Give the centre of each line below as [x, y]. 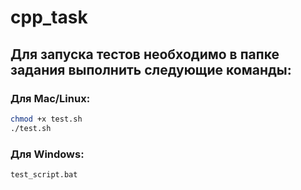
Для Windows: [47, 154]
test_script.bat [44, 174]
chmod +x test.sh [46, 119]
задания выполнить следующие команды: [151, 69]
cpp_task [49, 17]
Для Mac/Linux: [50, 98]
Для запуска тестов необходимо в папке [145, 54]
